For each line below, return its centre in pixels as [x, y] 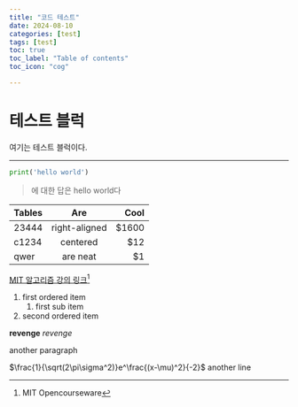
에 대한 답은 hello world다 [76, 190]
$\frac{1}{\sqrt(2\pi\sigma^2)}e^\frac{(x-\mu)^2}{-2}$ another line [130, 367]
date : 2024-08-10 [41, 26]
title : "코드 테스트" [44, 17]
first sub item [59, 307]
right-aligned [79, 227]
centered [79, 242]
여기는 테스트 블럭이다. [48, 147]
